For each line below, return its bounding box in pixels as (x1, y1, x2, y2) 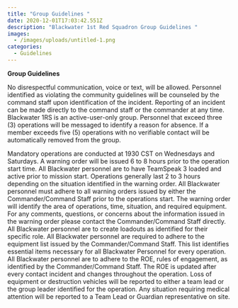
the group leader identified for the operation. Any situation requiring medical (7, 285, 230, 293)
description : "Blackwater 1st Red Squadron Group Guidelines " (7, 23, 198, 30)
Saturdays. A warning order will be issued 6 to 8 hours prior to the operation (7, 156, 229, 165)
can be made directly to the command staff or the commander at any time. (7, 105, 225, 114)
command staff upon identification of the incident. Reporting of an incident (7, 98, 225, 106)
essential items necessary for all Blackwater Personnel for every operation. (7, 247, 227, 256)
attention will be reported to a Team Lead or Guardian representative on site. (7, 292, 230, 301)
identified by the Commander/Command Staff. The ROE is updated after (7, 262, 217, 270)
